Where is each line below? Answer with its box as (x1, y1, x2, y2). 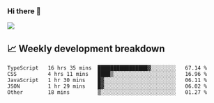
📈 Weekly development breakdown (7, 42, 165, 54)
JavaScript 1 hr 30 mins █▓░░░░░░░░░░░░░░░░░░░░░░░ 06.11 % (7, 77, 208, 84)
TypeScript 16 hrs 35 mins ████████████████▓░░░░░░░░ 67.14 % (7, 65, 208, 72)
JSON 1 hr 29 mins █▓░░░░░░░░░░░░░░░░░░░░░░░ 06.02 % (7, 83, 208, 90)
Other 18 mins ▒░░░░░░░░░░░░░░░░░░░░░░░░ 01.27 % (7, 89, 208, 96)
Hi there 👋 (7, 6, 42, 16)
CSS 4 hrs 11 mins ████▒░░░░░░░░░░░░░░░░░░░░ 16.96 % (7, 71, 208, 78)
